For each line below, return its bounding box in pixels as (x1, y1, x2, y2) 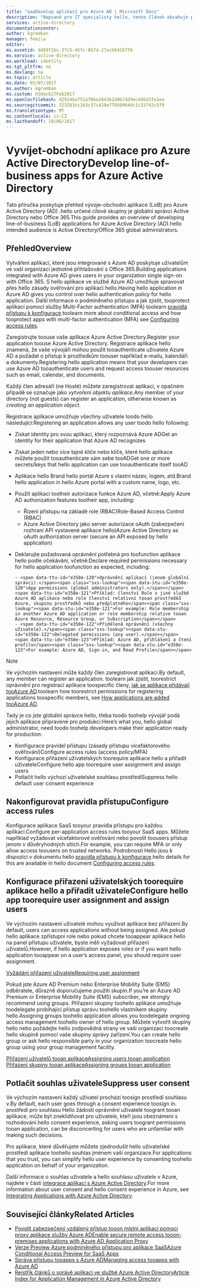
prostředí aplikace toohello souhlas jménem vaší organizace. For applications (6, 1149, 192, 1156)
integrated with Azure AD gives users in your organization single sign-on (6, 271, 183, 278)
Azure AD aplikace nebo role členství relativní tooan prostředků (14, 595, 181, 601)
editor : (6, 42, 25, 48)
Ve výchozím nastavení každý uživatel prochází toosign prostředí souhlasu (6, 1094, 187, 1101)
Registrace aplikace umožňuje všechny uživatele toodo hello (6, 413, 153, 420)
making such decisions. (6, 1131, 64, 1138)
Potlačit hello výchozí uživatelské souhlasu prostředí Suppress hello (14, 773, 178, 780)
